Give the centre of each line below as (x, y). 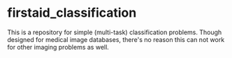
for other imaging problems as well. (58, 47)
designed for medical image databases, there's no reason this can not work (116, 39)
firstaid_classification (72, 13)
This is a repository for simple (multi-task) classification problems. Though (115, 32)
